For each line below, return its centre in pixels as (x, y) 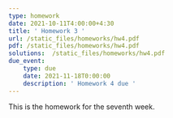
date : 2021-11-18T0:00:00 (67, 76)
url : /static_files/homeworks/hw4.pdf (74, 38)
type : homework (34, 16)
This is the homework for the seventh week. (82, 107)
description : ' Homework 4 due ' (80, 83)
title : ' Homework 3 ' (47, 31)
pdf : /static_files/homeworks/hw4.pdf (74, 46)
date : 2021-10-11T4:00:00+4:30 (61, 23)
